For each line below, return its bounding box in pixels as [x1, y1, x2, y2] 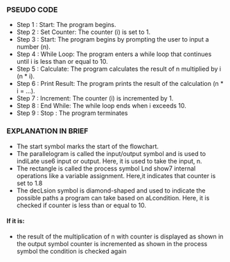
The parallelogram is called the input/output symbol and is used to [16, 149, 206, 157]
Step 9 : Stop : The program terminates [16, 109, 129, 117]
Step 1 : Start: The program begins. [16, 21, 116, 29]
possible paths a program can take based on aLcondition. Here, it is [16, 193, 210, 202]
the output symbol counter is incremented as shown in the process [16, 239, 208, 247]
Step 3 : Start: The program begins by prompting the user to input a [16, 35, 209, 44]
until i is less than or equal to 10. [16, 58, 108, 66]
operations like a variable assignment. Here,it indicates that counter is [16, 171, 216, 180]
